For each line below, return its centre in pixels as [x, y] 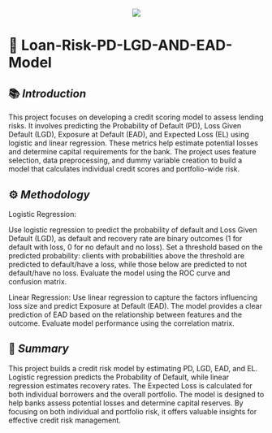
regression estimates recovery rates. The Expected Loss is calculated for [131, 385]
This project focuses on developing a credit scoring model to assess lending [136, 117]
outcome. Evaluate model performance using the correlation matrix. [122, 323]
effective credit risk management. [65, 420]
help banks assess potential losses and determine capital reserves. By [126, 403]
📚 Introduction [47, 93]
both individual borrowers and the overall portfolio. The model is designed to [136, 394]
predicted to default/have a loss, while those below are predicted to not [128, 264]
